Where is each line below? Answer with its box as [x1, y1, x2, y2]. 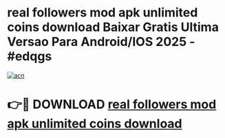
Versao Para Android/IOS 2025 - [7, 34, 195, 49]
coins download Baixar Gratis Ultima [7, 19, 219, 35]
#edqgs [7, 49, 52, 65]
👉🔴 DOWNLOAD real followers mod [7, 97, 217, 113]
